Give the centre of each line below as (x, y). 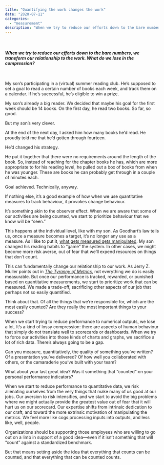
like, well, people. (22, 423)
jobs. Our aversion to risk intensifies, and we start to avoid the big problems (81, 397)
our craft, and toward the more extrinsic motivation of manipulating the (76, 412)
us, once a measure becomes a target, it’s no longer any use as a (70, 236)
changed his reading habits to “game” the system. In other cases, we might (81, 247)
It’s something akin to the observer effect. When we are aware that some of (81, 211)
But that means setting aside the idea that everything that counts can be (78, 452)
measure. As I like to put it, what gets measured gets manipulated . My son (79, 241)
